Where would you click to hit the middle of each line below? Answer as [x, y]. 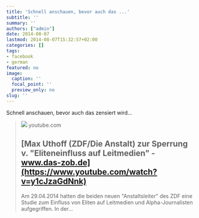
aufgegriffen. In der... [47, 208]
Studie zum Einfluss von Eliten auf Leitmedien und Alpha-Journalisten [107, 202]
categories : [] [25, 46]
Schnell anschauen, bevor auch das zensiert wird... [69, 112]
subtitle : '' [22, 17]
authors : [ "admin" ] [31, 29]
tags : [13, 51]
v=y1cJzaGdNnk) [54, 182]
